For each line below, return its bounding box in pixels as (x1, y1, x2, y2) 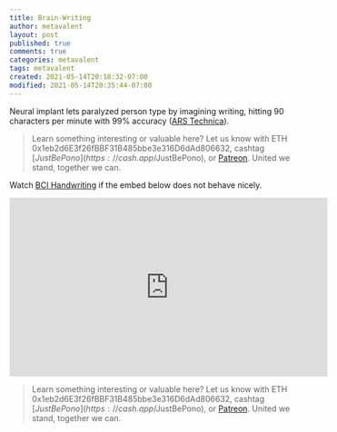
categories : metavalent (9, 55, 100, 64)
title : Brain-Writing (9, 13, 92, 23)
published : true (9, 38, 71, 48)
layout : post (9, 30, 59, 39)
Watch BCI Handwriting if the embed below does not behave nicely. (9, 179, 263, 191)
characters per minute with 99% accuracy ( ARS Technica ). (9, 115, 230, 126)
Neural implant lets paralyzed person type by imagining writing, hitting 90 (9, 105, 284, 116)
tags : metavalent (9, 64, 75, 74)
